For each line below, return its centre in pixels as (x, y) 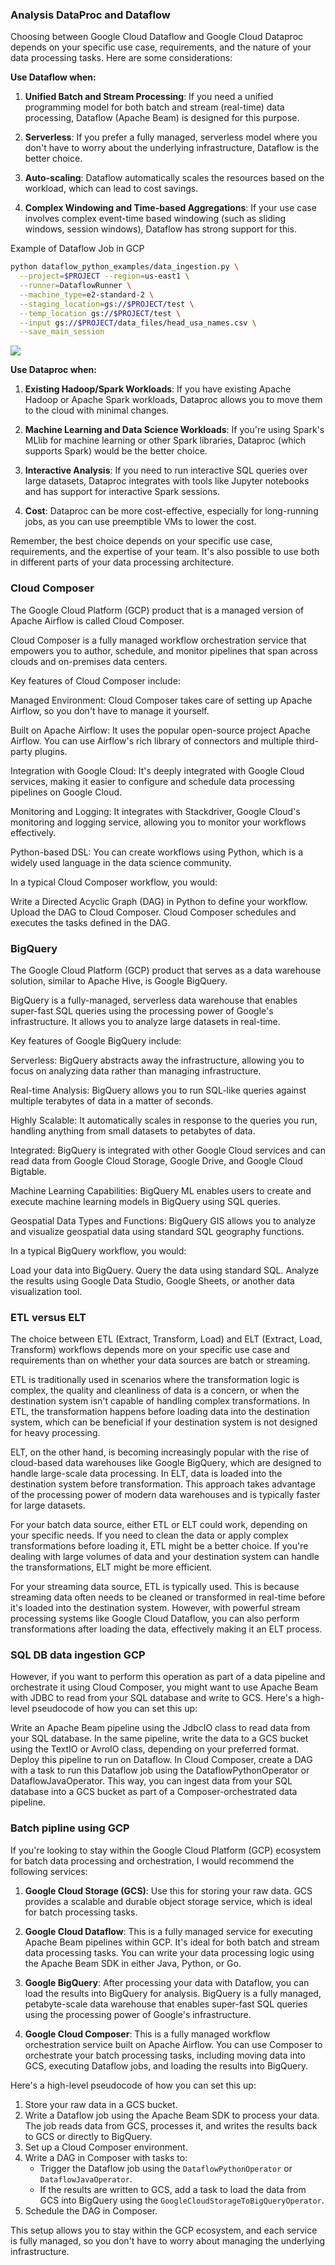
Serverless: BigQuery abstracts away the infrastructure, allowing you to (157, 1060)
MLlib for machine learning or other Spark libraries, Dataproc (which (165, 440)
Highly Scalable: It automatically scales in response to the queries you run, (164, 1120)
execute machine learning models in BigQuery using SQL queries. (145, 1201)
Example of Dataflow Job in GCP (77, 249)
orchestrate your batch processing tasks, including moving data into (165, 2055)
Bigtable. (28, 1171)
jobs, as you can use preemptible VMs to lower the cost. (140, 522)
